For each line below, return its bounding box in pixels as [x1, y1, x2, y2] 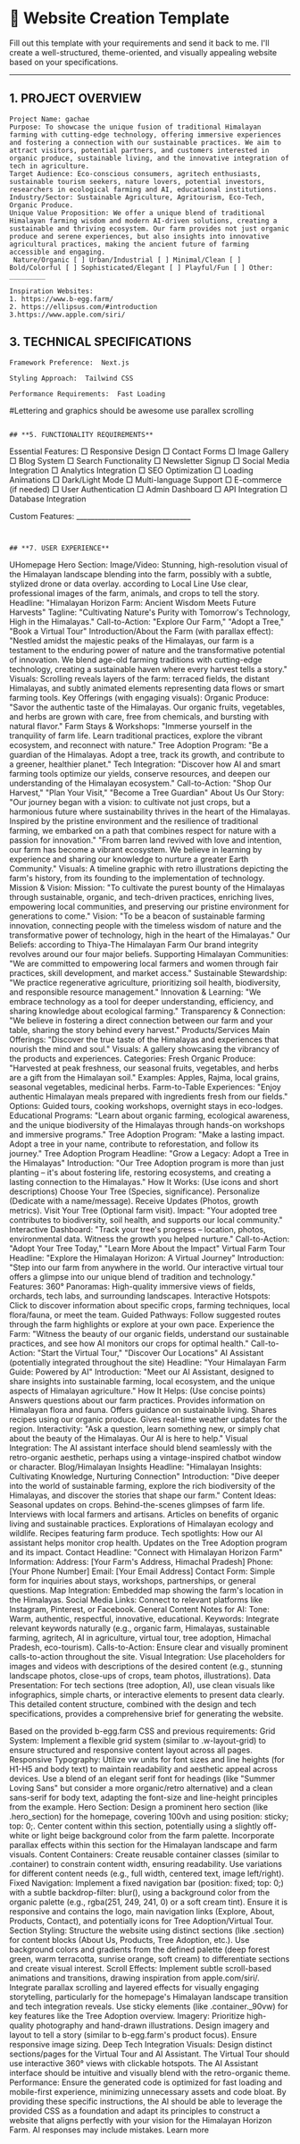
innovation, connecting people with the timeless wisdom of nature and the [9, 920, 282, 930]
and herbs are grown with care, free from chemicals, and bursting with [9, 710, 270, 722]
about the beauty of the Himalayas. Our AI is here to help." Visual [9, 1433, 248, 1443]
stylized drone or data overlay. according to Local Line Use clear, [9, 578, 248, 589]
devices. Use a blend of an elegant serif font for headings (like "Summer [9, 1773, 275, 1784]
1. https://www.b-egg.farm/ [9, 294, 114, 303]
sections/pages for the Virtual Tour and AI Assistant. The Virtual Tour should [9, 2048, 290, 2059]
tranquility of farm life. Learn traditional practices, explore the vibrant [9, 730, 263, 741]
